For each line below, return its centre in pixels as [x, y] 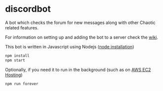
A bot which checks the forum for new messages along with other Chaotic [81, 23]
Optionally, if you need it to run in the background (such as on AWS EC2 [78, 69]
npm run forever [22, 84]
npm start [15, 60]
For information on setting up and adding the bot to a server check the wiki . [82, 37]
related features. [22, 27]
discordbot [28, 9]
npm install [17, 56]
